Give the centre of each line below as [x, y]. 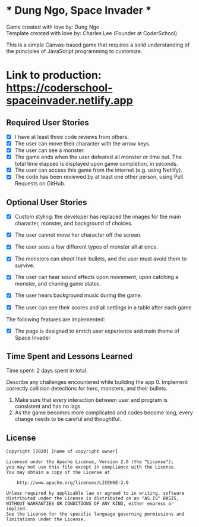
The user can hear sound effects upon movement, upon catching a [97, 277]
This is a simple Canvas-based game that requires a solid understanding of [98, 45]
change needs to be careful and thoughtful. [68, 419]
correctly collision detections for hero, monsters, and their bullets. [87, 389]
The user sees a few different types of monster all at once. [86, 247]
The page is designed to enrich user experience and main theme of [97, 331]
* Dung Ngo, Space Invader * [79, 10]
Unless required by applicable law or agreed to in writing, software [95, 493]
